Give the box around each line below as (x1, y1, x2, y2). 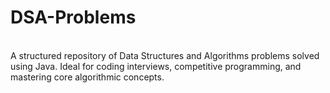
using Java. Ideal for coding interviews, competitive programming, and (10, 60, 302, 72)
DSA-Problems (10, 6, 137, 29)
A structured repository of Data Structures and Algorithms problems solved (10, 49, 320, 61)
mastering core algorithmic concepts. (10, 71, 165, 83)
